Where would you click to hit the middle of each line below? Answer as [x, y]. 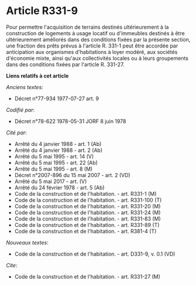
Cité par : [17, 133]
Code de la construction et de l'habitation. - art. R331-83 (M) [87, 219]
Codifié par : [20, 110]
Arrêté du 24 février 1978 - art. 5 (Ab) [59, 187]
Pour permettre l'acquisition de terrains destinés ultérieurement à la [87, 27]
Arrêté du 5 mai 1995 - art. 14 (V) [54, 156]
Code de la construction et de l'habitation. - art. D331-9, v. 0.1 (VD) [95, 254]
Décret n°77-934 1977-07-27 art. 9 [57, 99]
